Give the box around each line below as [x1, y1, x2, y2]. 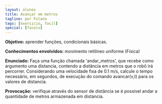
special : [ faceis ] [5, 26, 43, 30]
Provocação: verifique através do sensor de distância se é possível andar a [5, 88, 158, 94]
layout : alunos [5, 7, 36, 12]
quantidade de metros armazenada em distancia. [5, 94, 104, 100]
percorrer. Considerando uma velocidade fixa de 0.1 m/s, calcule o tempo [5, 68, 153, 74]
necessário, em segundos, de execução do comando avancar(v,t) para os [5, 74, 154, 79]
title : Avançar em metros [5, 12, 58, 17]
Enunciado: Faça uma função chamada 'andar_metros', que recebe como [5, 58, 154, 64]
